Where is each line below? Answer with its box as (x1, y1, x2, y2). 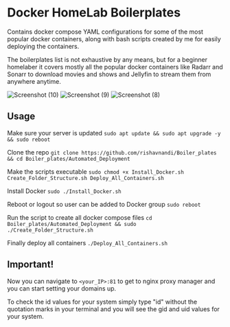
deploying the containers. (7, 42, 80, 50)
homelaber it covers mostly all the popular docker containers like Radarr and (7, 63, 223, 71)
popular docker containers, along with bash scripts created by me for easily (7, 34, 221, 43)
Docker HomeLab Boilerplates (7, 5, 181, 21)
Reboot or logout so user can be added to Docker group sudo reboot (7, 200, 201, 208)
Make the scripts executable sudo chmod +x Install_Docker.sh (7, 167, 184, 176)
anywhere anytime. (7, 77, 62, 85)
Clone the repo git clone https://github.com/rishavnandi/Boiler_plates (7, 148, 218, 156)
